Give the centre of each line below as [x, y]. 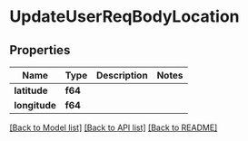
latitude [31, 90]
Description [122, 75]
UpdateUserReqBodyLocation [124, 17]
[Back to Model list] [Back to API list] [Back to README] [114, 127]
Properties [40, 50]
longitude [35, 105]
